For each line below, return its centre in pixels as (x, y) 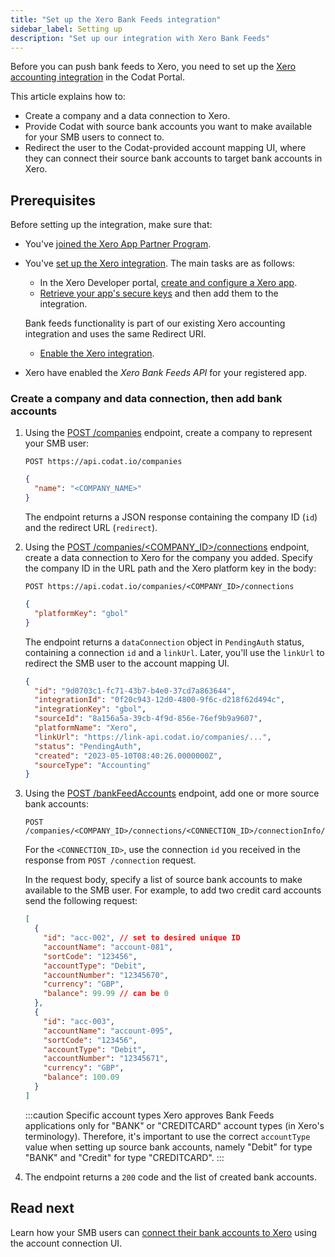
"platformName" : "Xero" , (86, 728)
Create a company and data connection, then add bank (146, 399)
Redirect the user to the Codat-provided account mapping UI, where (165, 148)
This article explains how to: (68, 97)
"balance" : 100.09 (81, 1077)
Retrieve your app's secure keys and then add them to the (159, 293)
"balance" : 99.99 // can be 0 (106, 994)
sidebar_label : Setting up (66, 29)
